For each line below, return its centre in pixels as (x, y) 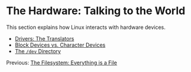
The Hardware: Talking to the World (96, 11)
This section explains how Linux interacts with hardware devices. (86, 27)
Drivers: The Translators (44, 38)
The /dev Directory (38, 51)
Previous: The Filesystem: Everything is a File (62, 63)
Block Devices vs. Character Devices (60, 45)
